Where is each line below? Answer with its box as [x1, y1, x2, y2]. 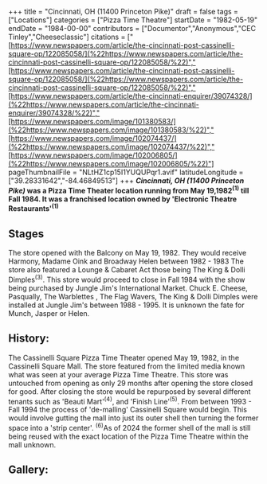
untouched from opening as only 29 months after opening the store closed [8, 378, 253, 388]
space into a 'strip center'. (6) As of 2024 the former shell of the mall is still [8, 422, 251, 432]
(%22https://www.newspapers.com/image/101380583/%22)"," [8, 125, 214, 135]
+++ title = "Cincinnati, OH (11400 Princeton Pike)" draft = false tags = [8, 7, 239, 16]
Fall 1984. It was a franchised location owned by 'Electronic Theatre [8, 194, 238, 204]
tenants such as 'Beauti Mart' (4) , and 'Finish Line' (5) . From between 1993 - [8, 395, 253, 406]
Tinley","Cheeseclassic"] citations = [8, 32, 126, 41]
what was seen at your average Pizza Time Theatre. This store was [8, 369, 229, 379]
